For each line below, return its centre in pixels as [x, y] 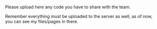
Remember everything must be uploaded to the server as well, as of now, [79, 16]
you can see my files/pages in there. [42, 22]
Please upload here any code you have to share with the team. [68, 7]
